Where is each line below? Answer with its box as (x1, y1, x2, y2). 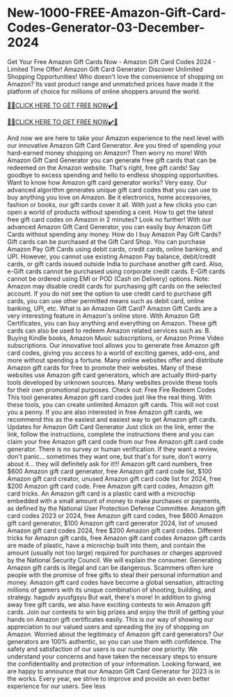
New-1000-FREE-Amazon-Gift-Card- (7, 5, 227, 21)
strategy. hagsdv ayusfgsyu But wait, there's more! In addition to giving (7, 592, 211, 601)
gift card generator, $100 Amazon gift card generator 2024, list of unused (7, 519, 218, 527)
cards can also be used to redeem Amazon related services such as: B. (7, 326, 211, 335)
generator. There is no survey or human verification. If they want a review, (7, 445, 219, 453)
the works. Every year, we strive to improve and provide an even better (7, 674, 210, 682)
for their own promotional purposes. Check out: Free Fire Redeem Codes (7, 385, 216, 394)
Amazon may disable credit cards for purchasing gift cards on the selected (7, 282, 221, 290)
